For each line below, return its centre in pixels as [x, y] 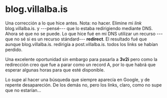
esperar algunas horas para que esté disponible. [55, 70]
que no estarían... [23, 90]
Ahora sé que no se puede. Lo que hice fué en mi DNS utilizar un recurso [80, 33]
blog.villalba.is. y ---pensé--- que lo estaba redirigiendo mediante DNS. [79, 28]
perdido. [14, 49]
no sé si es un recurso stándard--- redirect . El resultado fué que [81, 39]
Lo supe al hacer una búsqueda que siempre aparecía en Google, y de [77, 79]
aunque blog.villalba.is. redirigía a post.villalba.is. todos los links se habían [82, 44]
